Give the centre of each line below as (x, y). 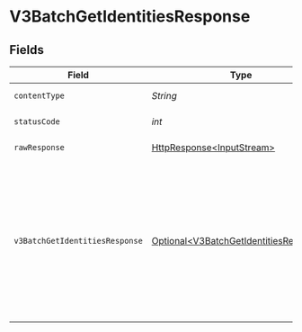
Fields (27, 50)
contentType (40, 96)
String (164, 96)
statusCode (37, 122)
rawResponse (40, 147)
